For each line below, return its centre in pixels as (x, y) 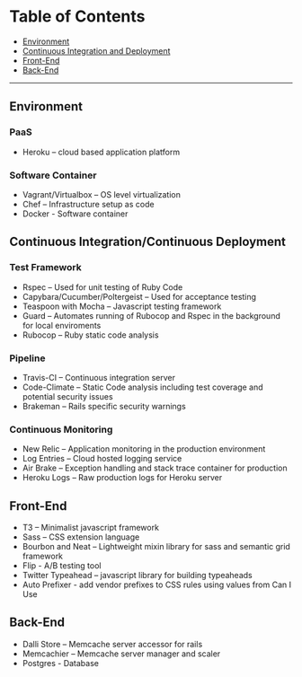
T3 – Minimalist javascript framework (91, 528)
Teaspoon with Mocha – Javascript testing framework (122, 306)
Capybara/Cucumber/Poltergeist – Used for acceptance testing (139, 296)
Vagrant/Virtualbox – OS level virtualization (102, 194)
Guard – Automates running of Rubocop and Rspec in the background (151, 315)
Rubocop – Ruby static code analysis (90, 335)
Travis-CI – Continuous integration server (98, 377)
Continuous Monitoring (61, 429)
